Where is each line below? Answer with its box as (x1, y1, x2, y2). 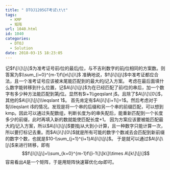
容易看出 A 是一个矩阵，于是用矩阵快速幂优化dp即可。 (5, 159, 117, 165)
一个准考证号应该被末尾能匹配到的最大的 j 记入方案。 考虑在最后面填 (18, 78, 160, 84)
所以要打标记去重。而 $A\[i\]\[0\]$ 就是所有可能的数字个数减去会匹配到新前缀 (5, 129, 165, 135)
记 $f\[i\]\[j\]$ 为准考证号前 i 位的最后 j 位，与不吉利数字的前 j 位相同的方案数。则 (5, 65, 166, 71)
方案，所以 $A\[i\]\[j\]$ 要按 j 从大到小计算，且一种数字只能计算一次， (24, 122, 166, 129)
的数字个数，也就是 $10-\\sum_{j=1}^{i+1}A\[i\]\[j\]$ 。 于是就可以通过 (5, 135, 149, 141)
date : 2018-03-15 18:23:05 (5, 50, 63, 55)
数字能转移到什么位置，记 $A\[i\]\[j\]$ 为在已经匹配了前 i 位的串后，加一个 (9, 84, 160, 90)
